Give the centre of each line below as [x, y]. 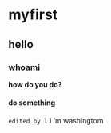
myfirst [33, 15]
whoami [24, 67]
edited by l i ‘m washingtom [56, 121]
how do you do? [35, 84]
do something [32, 103]
